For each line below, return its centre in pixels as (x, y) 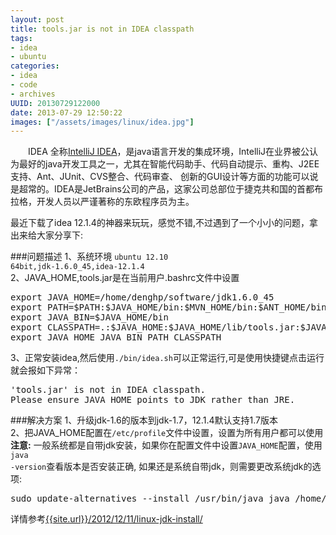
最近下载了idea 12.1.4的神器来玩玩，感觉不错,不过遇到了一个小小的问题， (160, 223)
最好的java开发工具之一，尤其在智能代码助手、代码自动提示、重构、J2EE (169, 164)
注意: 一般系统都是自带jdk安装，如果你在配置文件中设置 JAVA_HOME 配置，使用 (166, 445)
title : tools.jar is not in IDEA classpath (102, 29)
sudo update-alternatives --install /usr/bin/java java (150, 499)
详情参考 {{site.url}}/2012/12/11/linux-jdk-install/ (106, 519)
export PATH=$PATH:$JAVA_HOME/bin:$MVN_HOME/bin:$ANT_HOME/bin (168, 307)
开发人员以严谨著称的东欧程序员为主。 (115, 202)
